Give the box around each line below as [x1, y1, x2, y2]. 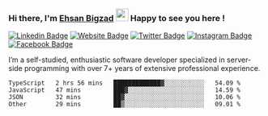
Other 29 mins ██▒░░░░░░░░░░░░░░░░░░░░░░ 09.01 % [8, 101, 241, 109]
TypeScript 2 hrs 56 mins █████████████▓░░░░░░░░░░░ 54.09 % [8, 79, 241, 88]
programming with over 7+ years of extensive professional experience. [23, 64, 261, 73]
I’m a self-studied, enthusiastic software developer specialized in [8, 55, 225, 64]
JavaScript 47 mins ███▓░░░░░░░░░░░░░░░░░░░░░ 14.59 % [8, 86, 241, 94]
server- [226, 55, 252, 64]
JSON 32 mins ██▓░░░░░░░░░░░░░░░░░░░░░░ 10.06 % [8, 93, 241, 101]
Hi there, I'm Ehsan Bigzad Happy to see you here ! [8, 12, 225, 23]
